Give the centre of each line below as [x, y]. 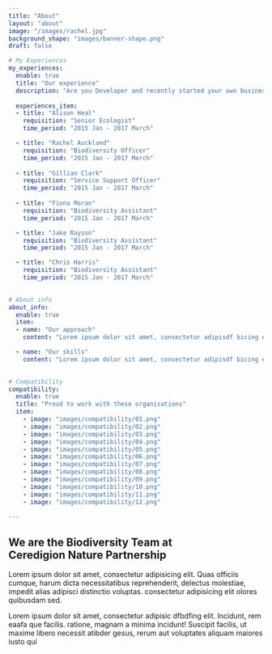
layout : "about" [36, 23]
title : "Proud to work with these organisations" [101, 404]
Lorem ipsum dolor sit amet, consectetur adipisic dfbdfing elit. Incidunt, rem [135, 616]
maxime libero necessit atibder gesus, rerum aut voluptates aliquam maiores [136, 633]
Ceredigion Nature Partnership [87, 555]
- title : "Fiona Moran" [55, 203]
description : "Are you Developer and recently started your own [126, 91]
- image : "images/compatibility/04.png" [92, 442]
